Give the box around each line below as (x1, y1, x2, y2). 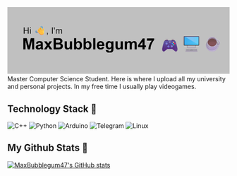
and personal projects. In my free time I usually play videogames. (7, 82, 197, 91)
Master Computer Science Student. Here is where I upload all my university (7, 75, 226, 83)
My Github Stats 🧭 (7, 142, 88, 154)
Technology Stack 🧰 (7, 102, 97, 115)
